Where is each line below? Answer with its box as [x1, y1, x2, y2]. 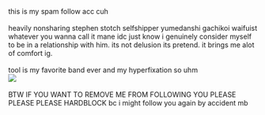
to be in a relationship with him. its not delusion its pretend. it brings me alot [8, 40, 255, 50]
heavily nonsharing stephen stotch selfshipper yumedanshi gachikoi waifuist [8, 24, 258, 32]
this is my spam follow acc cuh [8, 7, 109, 16]
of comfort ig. [8, 49, 53, 57]
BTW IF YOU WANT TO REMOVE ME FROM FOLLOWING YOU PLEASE [8, 90, 237, 99]
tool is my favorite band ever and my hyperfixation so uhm [8, 65, 199, 74]
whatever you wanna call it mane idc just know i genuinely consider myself [8, 32, 252, 41]
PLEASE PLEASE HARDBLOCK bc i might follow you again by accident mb [8, 98, 248, 107]
